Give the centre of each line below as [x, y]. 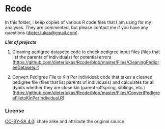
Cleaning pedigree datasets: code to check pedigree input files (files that [86, 52]
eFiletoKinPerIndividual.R [38, 98]
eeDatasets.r [25, 67]
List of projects [21, 42]
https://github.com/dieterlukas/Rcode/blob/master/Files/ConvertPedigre [87, 93]
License [15, 110]
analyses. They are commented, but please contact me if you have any [77, 27]
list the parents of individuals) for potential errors [62, 57]
